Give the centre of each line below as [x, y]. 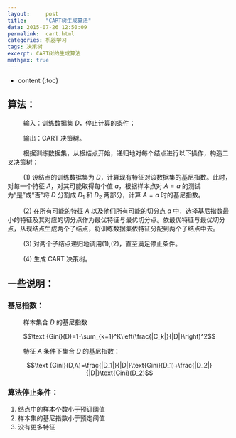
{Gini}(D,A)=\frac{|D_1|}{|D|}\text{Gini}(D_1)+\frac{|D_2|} [131, 366]
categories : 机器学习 [37, 40]
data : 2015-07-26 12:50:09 [47, 27]
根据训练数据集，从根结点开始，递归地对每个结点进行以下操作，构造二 [126, 153]
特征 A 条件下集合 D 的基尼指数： [72, 351]
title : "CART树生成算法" [49, 21]
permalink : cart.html [41, 34]
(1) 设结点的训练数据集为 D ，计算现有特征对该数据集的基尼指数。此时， [127, 177]
